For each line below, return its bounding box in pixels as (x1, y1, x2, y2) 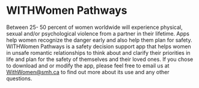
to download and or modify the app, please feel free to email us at (6, 61, 170, 69)
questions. (6, 75, 32, 82)
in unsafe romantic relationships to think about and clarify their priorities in (6, 49, 191, 56)
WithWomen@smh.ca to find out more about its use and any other (6, 68, 170, 75)
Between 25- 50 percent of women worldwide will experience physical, (6, 24, 183, 31)
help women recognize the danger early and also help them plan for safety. (6, 36, 192, 43)
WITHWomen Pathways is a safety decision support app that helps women (6, 43, 191, 50)
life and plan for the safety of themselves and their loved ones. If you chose (6, 55, 194, 63)
